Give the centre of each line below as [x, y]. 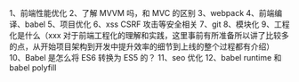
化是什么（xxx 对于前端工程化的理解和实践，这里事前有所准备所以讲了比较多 [149, 35]
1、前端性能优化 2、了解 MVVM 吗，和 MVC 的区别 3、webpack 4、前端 [142, 13]
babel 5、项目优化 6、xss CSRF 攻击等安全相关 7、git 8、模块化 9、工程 [157, 24]
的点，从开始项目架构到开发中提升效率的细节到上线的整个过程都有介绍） [141, 46]
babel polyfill [33, 68]
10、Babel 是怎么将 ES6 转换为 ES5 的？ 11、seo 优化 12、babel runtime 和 [145, 57]
